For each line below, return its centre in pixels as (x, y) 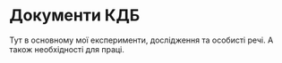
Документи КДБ (75, 16)
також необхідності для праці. (67, 49)
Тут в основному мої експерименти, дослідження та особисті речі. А (141, 40)
